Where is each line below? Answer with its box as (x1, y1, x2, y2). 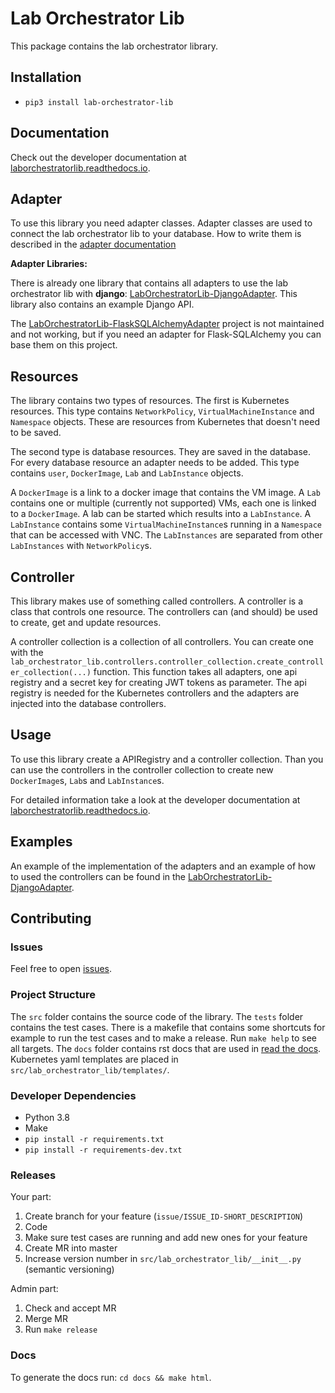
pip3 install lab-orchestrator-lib (24, 97, 174, 107)
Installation (10, 69, 82, 86)
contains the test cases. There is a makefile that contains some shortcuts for (10, 1021, 326, 1033)
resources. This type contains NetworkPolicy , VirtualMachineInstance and (10, 405, 315, 417)
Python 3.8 (24, 1111, 70, 1123)
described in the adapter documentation (10, 238, 177, 251)
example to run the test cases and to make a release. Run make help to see (10, 1032, 318, 1044)
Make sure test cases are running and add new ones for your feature (24, 1232, 308, 1244)
